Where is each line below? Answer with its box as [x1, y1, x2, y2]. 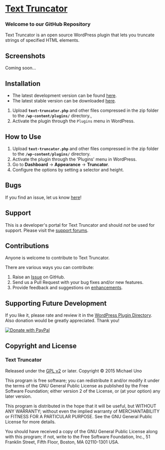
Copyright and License [5, 342, 77, 350]
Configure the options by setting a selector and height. [12, 167, 124, 173]
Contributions [5, 242, 49, 250]
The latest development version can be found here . [12, 92, 117, 98]
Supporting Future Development [5, 299, 107, 307]
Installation [5, 79, 41, 88]
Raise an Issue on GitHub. [12, 274, 65, 280]
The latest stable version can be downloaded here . [12, 98, 116, 104]
